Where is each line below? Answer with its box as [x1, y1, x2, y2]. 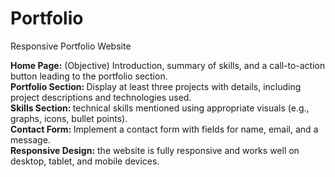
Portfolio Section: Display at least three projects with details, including [10, 80, 302, 92]
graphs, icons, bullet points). [10, 112, 128, 124]
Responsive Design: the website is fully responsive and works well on [10, 144, 300, 156]
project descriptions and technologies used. [10, 91, 192, 103]
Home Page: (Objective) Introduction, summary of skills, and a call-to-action [10, 59, 326, 71]
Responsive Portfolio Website [10, 40, 132, 52]
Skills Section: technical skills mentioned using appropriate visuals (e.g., [10, 102, 310, 114]
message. [10, 133, 51, 146]
